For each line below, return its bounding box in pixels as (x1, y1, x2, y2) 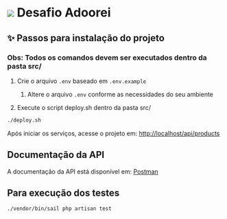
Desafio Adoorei (16, 5, 111, 21)
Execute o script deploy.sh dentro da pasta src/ (16, 103, 152, 111)
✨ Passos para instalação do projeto (7, 32, 165, 44)
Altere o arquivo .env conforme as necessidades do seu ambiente (27, 90, 214, 98)
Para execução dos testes (7, 187, 120, 198)
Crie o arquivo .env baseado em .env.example (16, 77, 147, 85)
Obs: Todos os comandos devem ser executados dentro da (7, 53, 207, 62)
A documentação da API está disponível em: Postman (7, 167, 159, 176)
